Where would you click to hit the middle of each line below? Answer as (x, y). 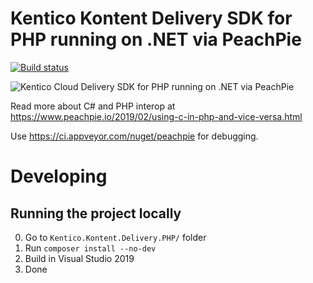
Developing (59, 176)
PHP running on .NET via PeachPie (156, 39)
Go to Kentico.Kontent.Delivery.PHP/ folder (115, 237)
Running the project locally (96, 213)
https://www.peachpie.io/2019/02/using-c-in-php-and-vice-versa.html (156, 116)
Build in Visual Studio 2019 (79, 258)
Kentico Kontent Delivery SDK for (151, 18)
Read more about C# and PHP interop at (93, 106)
